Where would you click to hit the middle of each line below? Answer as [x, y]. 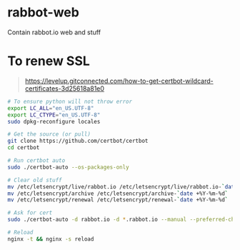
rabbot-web [44, 12]
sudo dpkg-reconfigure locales [54, 121]
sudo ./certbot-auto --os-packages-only [69, 167]
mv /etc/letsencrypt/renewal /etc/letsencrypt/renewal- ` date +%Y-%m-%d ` [118, 200]
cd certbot [24, 148]
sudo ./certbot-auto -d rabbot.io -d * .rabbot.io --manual [97, 220]
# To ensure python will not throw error [70, 101]
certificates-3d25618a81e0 [65, 88]
